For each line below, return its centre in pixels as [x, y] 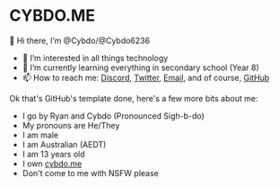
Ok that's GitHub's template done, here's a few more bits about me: [134, 98]
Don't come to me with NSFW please [91, 173]
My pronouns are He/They [71, 125]
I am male [40, 135]
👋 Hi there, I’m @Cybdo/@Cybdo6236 [80, 40]
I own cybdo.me [52, 164]
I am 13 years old [53, 154]
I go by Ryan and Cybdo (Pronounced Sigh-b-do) [113, 116]
